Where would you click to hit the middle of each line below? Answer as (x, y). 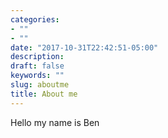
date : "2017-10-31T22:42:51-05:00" (84, 47)
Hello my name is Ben (55, 122)
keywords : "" (37, 76)
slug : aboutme (40, 85)
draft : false (37, 66)
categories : (35, 19)
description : (37, 57)
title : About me (44, 94)
